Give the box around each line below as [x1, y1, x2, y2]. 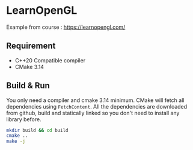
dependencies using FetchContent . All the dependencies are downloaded [6, 103, 188, 110]
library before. [6, 115, 41, 123]
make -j [6, 139, 26, 145]
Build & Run [6, 80, 50, 91]
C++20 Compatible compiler [14, 56, 86, 64]
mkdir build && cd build [6, 127, 69, 133]
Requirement [6, 41, 56, 51]
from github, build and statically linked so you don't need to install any [6, 109, 180, 116]
